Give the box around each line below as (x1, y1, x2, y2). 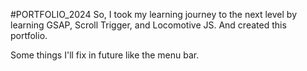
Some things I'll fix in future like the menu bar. (10, 49, 200, 61)
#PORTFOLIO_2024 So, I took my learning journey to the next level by (10, 9, 298, 20)
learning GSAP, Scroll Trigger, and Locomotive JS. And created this (10, 19, 287, 31)
